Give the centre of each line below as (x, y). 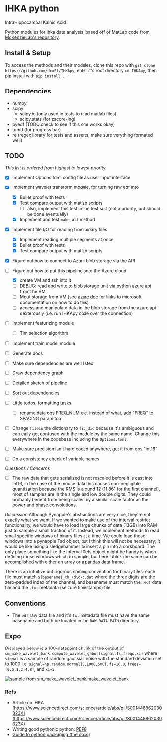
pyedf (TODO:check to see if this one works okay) (64, 124)
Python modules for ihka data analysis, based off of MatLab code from (78, 32)
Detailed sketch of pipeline (40, 383)
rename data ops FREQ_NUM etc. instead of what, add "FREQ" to (86, 413)
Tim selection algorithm (44, 333)
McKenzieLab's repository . (33, 37)
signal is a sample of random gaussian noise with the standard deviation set (83, 658)
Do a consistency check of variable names (56, 459)
